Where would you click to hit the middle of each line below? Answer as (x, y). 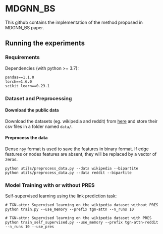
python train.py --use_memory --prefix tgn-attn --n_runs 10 (70, 209)
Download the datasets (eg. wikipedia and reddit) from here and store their (81, 121)
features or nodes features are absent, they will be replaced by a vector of (81, 154)
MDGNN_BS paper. (25, 27)
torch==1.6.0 (19, 82)
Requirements (23, 58)
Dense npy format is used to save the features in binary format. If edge (77, 149)
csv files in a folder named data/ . (39, 126)
